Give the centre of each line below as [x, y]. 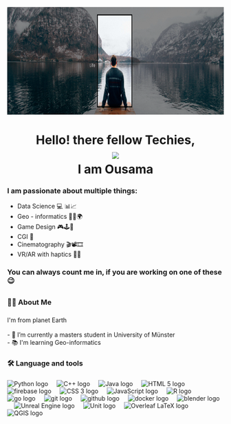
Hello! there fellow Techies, [115, 140]
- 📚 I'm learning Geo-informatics [54, 342]
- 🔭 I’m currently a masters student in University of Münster [91, 335]
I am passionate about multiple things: [72, 191]
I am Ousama [115, 170]
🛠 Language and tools [45, 363]
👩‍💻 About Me [29, 302]
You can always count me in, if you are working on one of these [114, 273]
